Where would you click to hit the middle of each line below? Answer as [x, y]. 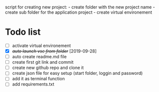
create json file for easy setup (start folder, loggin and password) [77, 73]
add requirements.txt [33, 84]
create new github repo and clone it [48, 68]
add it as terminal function [38, 79]
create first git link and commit [43, 62]
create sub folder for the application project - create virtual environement [79, 12]
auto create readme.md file [39, 57]
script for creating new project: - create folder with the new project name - [80, 7]
